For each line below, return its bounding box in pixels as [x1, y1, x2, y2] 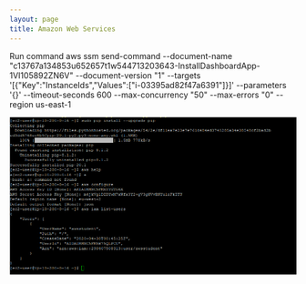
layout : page [9, 15, 59, 24]
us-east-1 [35, 98, 71, 109]
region [9, 98, 34, 109]
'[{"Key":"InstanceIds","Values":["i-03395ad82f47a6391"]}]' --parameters [9, 79, 287, 90]
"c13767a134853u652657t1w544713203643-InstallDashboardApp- [9, 60, 261, 71]
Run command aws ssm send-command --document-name [9, 50, 233, 61]
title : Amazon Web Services [9, 24, 117, 34]
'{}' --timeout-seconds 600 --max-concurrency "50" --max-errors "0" [9, 89, 275, 100]
